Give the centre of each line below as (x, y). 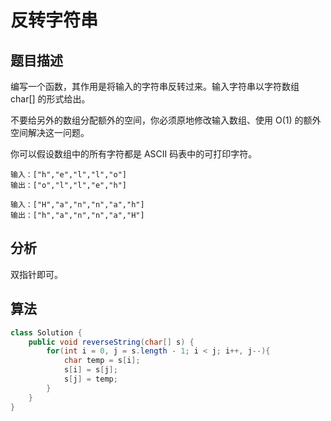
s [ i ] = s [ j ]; (90, 370)
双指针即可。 (36, 274)
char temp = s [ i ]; (102, 361)
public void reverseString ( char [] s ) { (111, 342)
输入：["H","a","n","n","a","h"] (77, 205)
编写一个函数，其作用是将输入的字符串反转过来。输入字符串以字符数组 (155, 86)
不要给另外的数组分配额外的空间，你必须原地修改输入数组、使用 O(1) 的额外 (166, 120)
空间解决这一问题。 (50, 132)
